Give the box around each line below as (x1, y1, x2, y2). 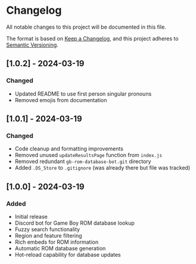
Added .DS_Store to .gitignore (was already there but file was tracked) (14, 164, 191, 171)
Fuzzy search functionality (14, 226, 80, 233)
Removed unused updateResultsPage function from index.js (14, 152, 163, 159)
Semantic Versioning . (6, 41, 58, 48)
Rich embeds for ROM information (14, 238, 99, 245)
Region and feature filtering (14, 232, 82, 239)
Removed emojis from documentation (14, 96, 107, 103)
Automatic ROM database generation (14, 245, 106, 251)
